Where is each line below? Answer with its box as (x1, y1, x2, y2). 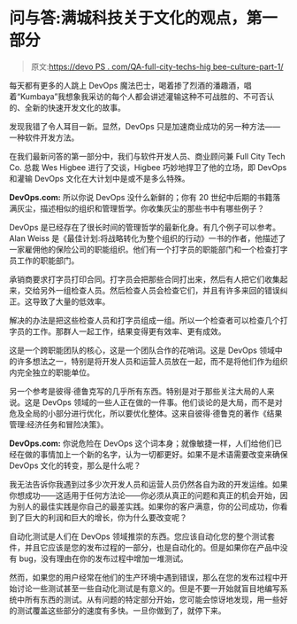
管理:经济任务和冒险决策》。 (9, 418, 109, 430)
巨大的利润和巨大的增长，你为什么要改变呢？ (24, 511, 187, 523)
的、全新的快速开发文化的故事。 (9, 102, 126, 113)
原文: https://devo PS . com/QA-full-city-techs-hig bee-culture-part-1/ (30, 61, 284, 72)
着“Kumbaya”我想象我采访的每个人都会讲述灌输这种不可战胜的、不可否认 (9, 90, 275, 102)
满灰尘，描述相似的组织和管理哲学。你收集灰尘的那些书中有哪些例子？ (9, 203, 265, 214)
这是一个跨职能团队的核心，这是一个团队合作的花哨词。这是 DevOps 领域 (9, 345, 276, 355)
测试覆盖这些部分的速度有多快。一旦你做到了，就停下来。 (16, 604, 226, 616)
